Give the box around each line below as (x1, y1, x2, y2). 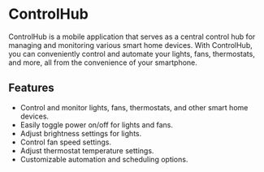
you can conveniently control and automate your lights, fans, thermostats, (8, 49, 256, 58)
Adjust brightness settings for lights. (19, 128, 142, 138)
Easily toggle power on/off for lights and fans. (19, 119, 173, 130)
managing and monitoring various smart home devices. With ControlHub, (8, 40, 253, 49)
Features (8, 81, 54, 95)
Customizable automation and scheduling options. (19, 154, 188, 164)
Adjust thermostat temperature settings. (19, 145, 154, 155)
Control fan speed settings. (19, 137, 112, 147)
